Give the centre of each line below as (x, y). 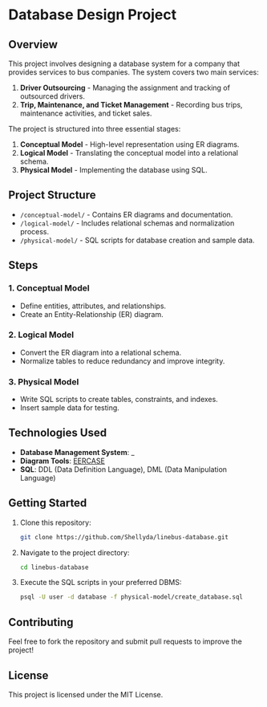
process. (34, 231)
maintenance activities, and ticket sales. (86, 113)
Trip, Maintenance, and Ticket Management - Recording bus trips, (131, 105)
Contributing (41, 622)
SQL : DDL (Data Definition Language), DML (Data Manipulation (123, 469)
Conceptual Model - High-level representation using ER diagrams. (129, 144)
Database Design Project (93, 15)
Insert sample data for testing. (70, 408)
